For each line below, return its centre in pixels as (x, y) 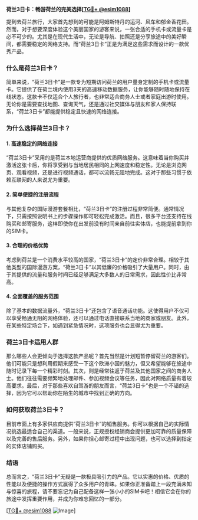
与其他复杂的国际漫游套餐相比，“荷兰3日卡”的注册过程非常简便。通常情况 (95, 208)
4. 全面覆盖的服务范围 (32, 296)
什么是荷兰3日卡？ (32, 68)
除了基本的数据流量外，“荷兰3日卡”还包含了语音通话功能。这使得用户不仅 (95, 311)
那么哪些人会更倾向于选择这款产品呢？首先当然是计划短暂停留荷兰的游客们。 (99, 356)
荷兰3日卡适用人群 (32, 342)
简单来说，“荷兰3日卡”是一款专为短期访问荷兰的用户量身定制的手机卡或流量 (98, 82)
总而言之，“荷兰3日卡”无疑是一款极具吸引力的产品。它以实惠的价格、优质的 (98, 476)
